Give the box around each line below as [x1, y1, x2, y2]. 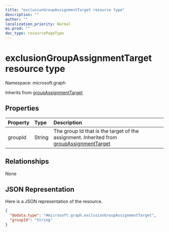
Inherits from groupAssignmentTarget [5, 89, 83, 96]
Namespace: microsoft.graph [5, 80, 66, 86]
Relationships [5, 157, 49, 166]
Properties [5, 104, 39, 113]
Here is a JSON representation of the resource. [5, 198, 103, 204]
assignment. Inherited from [53, 134, 117, 141]
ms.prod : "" [5, 26, 30, 31]
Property [8, 119, 30, 126]
